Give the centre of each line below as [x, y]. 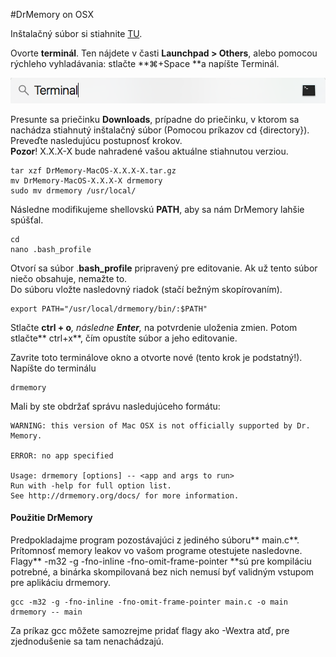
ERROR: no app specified [62, 455]
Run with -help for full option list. [91, 485]
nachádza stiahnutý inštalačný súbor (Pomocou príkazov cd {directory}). [160, 130]
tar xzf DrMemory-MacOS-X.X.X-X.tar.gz [93, 170]
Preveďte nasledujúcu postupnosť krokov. [96, 140]
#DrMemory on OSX [52, 14]
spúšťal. [27, 220]
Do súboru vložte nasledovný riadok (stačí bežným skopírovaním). [146, 289]
